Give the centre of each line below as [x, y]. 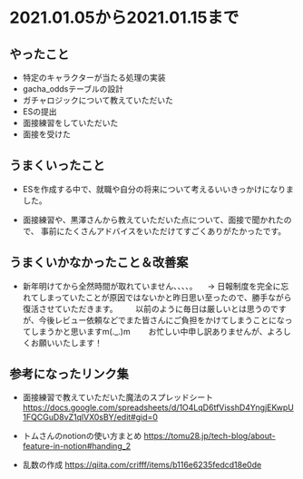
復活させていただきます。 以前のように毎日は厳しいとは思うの [147, 308]
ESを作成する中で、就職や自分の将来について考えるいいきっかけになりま [158, 189]
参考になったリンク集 [69, 374]
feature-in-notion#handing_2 [77, 446]
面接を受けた [46, 134]
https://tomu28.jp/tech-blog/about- [210, 436]
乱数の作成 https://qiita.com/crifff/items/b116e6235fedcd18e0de [142, 465]
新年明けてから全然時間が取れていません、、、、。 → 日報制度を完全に [151, 286]
